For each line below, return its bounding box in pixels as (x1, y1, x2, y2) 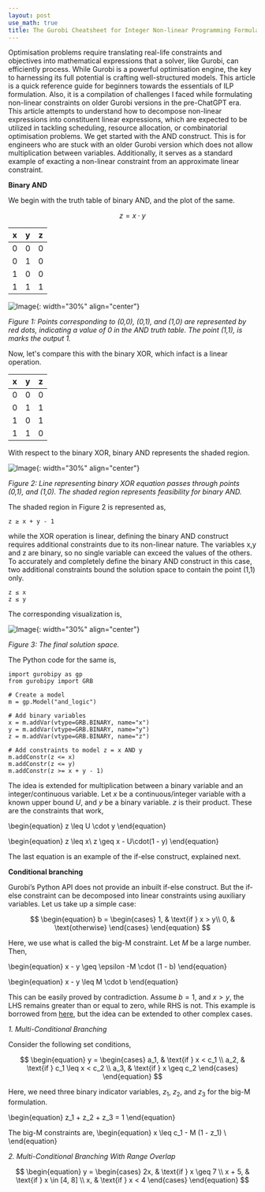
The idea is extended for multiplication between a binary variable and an (8, 781, 244, 790)
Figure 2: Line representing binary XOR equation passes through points (8, 479, 241, 488)
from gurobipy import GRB (8, 678, 93, 686)
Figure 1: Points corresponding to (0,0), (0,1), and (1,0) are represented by (8, 317, 247, 327)
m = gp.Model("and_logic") (8, 698, 97, 706)
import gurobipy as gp (8, 671, 83, 678)
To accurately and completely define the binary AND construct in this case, (8, 557, 252, 566)
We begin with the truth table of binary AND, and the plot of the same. (8, 196, 235, 205)
